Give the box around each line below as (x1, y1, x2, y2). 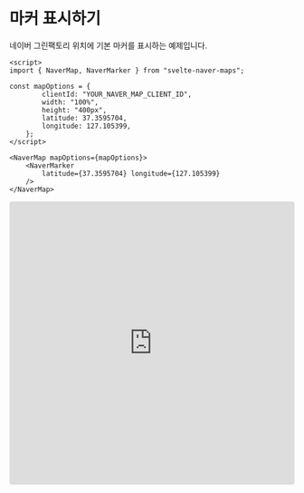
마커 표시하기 (9, 8, 101, 29)
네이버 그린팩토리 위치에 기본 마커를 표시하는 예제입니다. (9, 40, 208, 51)
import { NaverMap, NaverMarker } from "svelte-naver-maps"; (9, 65, 245, 75)
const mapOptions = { (9, 82, 91, 91)
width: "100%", (42, 97, 100, 107)
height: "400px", (42, 105, 107, 114)
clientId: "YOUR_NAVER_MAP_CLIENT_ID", (42, 90, 193, 99)
